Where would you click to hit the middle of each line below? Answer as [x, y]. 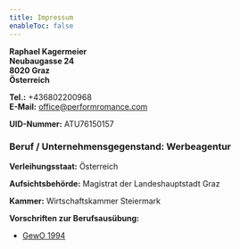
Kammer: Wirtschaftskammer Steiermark [85, 201]
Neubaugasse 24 [41, 61]
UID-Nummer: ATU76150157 [62, 124]
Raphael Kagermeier [48, 51]
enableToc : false [41, 26]
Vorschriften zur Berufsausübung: [74, 218]
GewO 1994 [44, 235]
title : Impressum [41, 17]
